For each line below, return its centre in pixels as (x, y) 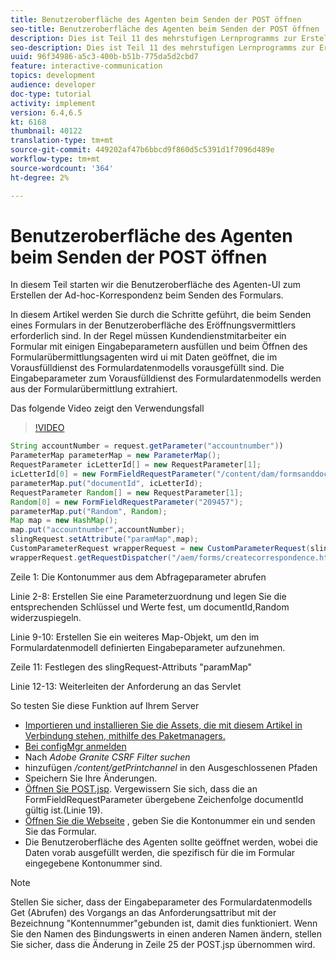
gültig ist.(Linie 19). (63, 810)
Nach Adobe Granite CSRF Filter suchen (107, 757)
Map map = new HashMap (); (64, 521)
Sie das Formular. (60, 831)
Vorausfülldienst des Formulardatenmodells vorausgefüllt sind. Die (147, 368)
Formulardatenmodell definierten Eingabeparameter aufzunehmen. (148, 647)
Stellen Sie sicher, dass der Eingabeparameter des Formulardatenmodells (161, 902)
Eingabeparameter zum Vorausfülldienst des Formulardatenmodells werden (166, 378)
